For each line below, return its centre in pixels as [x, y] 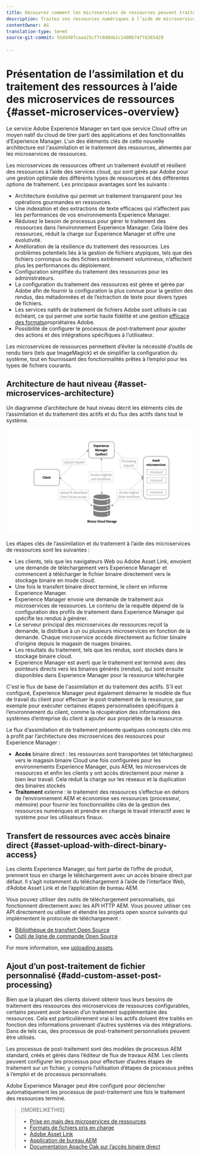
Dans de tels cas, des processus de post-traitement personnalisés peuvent [98, 1031]
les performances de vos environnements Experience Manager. [93, 215]
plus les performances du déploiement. [63, 265]
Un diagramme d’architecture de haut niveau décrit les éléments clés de [94, 408]
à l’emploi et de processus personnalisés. [57, 1074]
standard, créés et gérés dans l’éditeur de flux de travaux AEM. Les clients [97, 1055]
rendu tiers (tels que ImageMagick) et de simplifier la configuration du [92, 353]
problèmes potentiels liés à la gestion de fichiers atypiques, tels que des [103, 252]
